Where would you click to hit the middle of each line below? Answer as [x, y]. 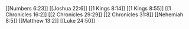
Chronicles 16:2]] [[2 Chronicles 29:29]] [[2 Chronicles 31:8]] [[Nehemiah [94, 14]
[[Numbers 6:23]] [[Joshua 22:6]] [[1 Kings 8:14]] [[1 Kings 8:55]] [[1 [89, 8]
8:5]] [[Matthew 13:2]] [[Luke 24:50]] [50, 21]
